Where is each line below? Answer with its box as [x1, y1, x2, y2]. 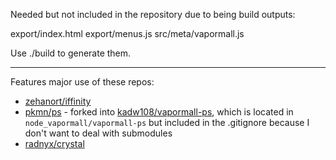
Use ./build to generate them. [10, 47, 132, 59]
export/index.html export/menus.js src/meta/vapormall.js [10, 28, 245, 39]
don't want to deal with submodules [24, 127, 173, 139]
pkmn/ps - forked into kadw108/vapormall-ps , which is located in [24, 106, 294, 118]
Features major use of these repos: [10, 76, 155, 88]
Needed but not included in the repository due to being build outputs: [10, 9, 296, 20]
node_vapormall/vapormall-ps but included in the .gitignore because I [24, 117, 310, 128]
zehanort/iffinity [24, 95, 92, 107]
